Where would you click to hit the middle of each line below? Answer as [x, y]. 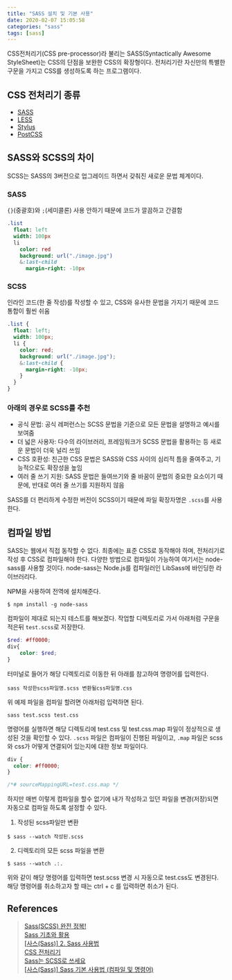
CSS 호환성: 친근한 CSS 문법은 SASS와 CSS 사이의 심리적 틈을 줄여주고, [115, 459]
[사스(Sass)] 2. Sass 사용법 [62, 944]
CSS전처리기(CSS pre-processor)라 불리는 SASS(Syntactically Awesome [109, 53]
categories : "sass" [35, 26]
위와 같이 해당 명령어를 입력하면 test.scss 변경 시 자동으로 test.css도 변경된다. [113, 878]
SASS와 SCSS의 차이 [51, 158]
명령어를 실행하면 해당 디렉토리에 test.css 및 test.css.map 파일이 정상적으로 [110, 729]
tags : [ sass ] [26, 33]
